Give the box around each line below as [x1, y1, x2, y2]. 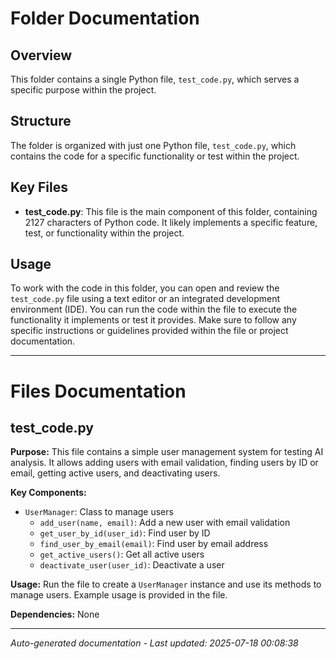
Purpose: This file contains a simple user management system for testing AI [10, 446, 324, 458]
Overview [10, 47, 73, 64]
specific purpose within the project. [10, 84, 157, 96]
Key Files [10, 179, 68, 196]
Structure [10, 113, 72, 130]
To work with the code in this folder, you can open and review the [10, 282, 280, 294]
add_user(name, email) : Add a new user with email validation [39, 517, 291, 529]
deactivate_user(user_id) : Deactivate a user [39, 559, 225, 571]
